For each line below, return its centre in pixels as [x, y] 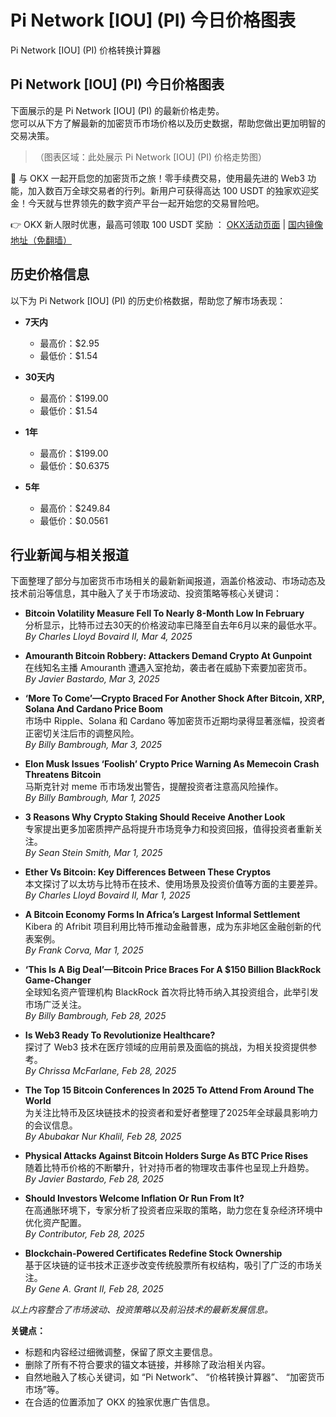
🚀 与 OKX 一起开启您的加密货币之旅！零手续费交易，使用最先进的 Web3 [158, 178]
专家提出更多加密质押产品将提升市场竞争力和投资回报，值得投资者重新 [169, 829]
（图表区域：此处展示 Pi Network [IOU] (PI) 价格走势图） [151, 157]
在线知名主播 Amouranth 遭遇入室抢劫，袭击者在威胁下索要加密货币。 [168, 668]
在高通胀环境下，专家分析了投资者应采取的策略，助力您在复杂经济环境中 [173, 1210]
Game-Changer [58, 980]
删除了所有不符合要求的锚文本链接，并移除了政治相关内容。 [147, 1365]
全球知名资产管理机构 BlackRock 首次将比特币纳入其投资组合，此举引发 [171, 992]
